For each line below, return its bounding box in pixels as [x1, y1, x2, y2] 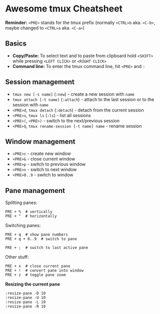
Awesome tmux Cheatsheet [5, 3, 123, 14]
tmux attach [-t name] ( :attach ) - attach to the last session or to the [12, 96, 154, 102]
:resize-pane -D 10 [5, 291, 46, 296]
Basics [5, 39, 26, 48]
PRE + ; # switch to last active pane [5, 245, 88, 250]
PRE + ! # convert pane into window [5, 268, 84, 273]
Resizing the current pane [5, 281, 60, 287]
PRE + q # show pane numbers [5, 232, 68, 237]
